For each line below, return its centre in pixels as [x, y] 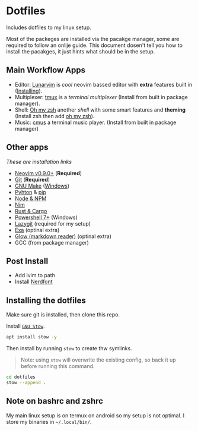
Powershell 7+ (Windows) [46, 217]
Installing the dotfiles [46, 300]
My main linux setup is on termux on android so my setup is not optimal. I [95, 415]
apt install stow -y [32, 337]
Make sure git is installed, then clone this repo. [63, 315]
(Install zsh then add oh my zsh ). [55, 116]
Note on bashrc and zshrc [55, 401]
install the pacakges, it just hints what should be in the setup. [81, 51]
